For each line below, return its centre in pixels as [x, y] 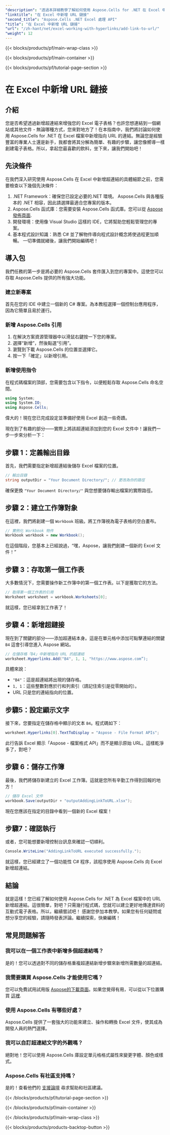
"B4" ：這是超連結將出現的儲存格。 [48, 680]
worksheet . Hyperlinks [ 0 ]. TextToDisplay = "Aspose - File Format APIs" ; [82, 733]
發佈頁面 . [22, 215]
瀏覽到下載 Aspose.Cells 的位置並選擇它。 [56, 349]
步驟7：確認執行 [31, 829]
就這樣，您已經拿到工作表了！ [36, 607]
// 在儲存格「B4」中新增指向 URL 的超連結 [45, 654]
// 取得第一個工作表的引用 [30, 592]
